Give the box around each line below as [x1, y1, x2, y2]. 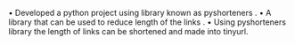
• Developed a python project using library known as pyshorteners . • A [8, 8, 272, 18]
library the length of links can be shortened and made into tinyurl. [8, 26, 249, 36]
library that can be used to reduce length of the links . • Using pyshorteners [8, 17, 287, 27]
